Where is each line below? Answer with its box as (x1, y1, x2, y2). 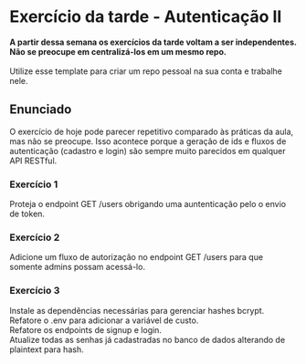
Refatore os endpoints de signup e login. (9, 324, 163, 335)
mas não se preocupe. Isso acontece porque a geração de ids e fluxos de (9, 135, 287, 147)
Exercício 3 (9, 285, 60, 297)
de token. (9, 208, 46, 220)
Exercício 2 (9, 231, 60, 244)
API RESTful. (9, 155, 58, 166)
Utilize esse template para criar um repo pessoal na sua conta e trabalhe (9, 66, 283, 77)
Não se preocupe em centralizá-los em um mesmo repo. (9, 46, 227, 57)
